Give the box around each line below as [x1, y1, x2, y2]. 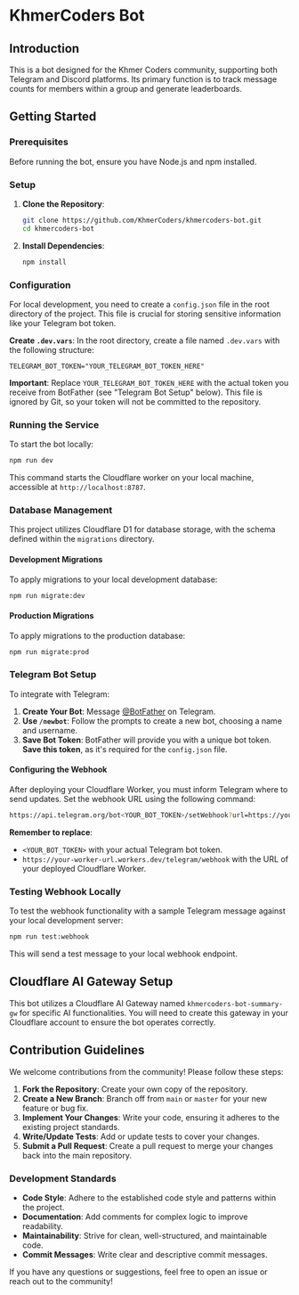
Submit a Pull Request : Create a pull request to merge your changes [21, 1140, 274, 1151]
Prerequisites [9, 135, 69, 148]
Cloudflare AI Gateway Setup [9, 974, 174, 989]
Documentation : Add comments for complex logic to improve [21, 1211, 248, 1222]
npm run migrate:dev [9, 591, 86, 600]
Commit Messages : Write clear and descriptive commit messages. [21, 1250, 268, 1259]
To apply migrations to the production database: [9, 630, 186, 641]
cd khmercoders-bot [21, 224, 95, 233]
